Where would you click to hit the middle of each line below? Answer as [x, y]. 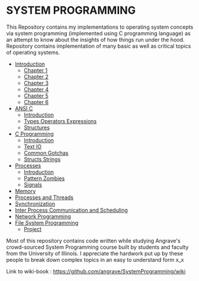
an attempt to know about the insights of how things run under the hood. [96, 39]
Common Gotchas [46, 152]
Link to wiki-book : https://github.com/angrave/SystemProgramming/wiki [96, 271]
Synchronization [35, 203]
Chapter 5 [36, 96]
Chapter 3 [36, 83]
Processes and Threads [44, 197]
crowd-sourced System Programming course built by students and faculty [97, 247]
